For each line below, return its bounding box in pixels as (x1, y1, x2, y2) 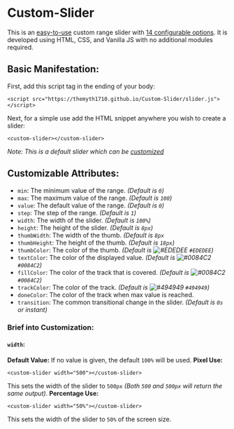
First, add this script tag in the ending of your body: (7, 82, 155, 90)
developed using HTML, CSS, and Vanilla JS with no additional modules (7, 35, 213, 43)
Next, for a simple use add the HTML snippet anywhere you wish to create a (7, 114, 226, 122)
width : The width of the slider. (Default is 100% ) (17, 216, 152, 224)
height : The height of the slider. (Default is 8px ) (17, 223, 154, 232)
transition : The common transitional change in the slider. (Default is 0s (17, 298, 224, 306)
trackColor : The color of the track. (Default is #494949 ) (17, 282, 210, 292)
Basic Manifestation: (7, 63, 99, 75)
